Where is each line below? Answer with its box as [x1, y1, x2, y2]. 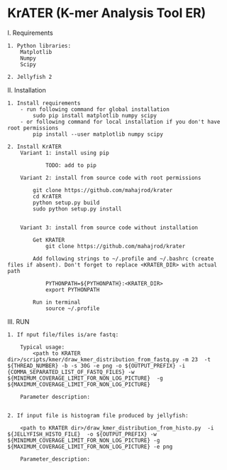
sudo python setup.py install [33, 205, 122, 213]
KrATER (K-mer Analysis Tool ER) [7, 5, 206, 21]
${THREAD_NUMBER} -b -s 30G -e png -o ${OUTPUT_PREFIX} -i [7, 362, 186, 369]
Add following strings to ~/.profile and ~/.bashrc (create [33, 255, 214, 262]
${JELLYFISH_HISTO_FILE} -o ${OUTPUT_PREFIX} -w [7, 430, 157, 438]
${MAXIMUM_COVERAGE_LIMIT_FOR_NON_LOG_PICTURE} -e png [7, 443, 173, 450]
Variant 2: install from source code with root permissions [20, 174, 201, 181]
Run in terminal [33, 299, 81, 306]
